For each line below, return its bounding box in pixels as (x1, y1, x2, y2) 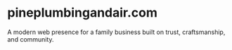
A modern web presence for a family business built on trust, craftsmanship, (7, 28, 226, 36)
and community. (7, 35, 54, 43)
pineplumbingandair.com (7, 5, 158, 21)
